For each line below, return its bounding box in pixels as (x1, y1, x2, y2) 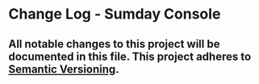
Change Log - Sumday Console (8, 5, 221, 23)
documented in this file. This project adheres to (8, 49, 252, 63)
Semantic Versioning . (8, 62, 119, 76)
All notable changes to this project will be (8, 37, 220, 51)
